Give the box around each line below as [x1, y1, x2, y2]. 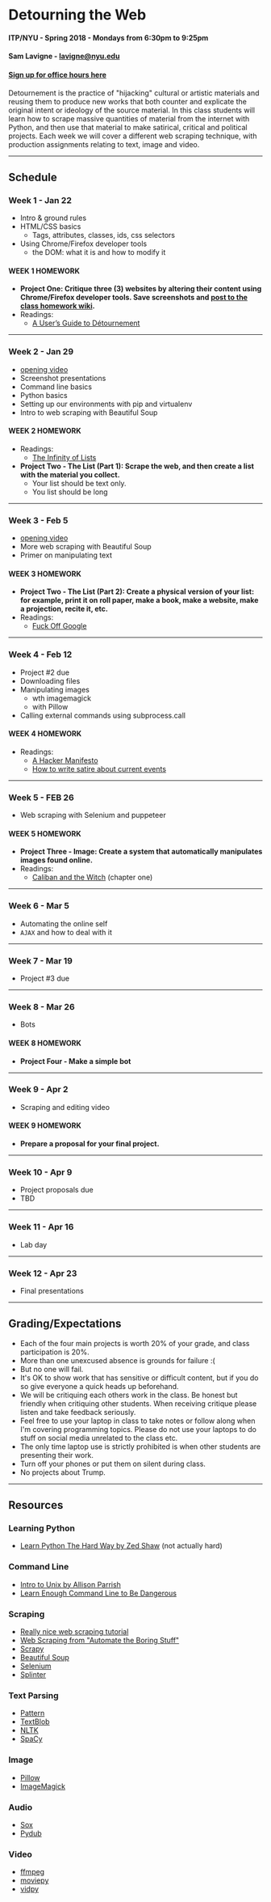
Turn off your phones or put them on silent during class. [19, 1459, 206, 1468]
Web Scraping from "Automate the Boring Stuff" [19, 1636, 180, 1646]
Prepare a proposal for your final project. [19, 1139, 160, 1149]
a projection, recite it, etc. [19, 604, 109, 614]
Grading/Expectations [8, 1317, 122, 1331]
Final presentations [19, 1286, 85, 1295]
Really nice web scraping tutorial [19, 1627, 129, 1637]
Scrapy [19, 1644, 44, 1654]
